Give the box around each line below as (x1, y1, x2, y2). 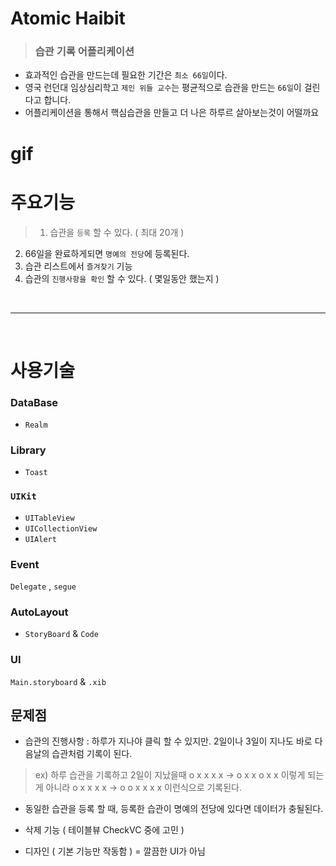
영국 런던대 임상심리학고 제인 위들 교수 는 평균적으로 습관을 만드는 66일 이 (24, 82, 302, 94)
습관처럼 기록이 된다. (51, 748, 133, 760)
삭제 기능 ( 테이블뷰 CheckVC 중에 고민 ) (24, 824, 185, 836)
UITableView (24, 513, 75, 523)
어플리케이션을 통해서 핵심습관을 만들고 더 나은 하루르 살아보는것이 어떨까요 (24, 107, 320, 119)
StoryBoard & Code (24, 628, 99, 640)
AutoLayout (10, 605, 69, 619)
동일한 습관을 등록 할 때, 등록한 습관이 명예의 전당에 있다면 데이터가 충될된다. (24, 803, 324, 815)
